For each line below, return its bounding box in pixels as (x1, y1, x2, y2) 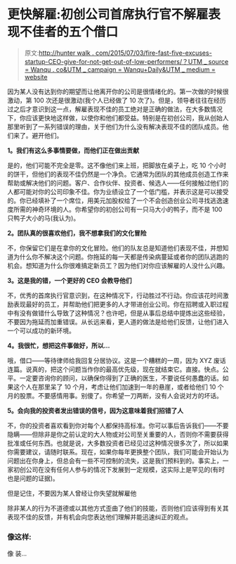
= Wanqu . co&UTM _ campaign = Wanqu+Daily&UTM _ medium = (24, 65, 216, 74)
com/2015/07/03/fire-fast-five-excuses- (95, 49, 212, 57)
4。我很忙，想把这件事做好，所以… (7, 341, 110, 350)
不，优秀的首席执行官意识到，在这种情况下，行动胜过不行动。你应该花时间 (7, 291, 223, 300)
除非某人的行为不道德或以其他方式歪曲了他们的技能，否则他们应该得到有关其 (7, 504, 229, 512)
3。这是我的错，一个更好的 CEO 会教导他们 (7, 276, 132, 285)
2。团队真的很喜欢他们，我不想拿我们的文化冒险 (7, 229, 147, 237)
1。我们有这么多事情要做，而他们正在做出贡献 (7, 146, 140, 155)
